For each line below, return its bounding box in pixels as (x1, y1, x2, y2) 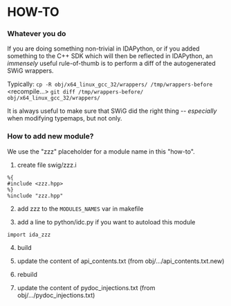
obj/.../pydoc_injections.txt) (17, 291, 95, 299)
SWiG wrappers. (7, 66, 54, 75)
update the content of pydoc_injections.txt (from (17, 283, 156, 291)
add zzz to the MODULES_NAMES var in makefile (17, 204, 144, 213)
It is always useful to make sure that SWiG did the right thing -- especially (7, 107, 217, 115)
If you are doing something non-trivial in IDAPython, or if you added (7, 44, 200, 53)
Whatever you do (7, 29, 66, 39)
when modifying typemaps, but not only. (7, 114, 122, 123)
